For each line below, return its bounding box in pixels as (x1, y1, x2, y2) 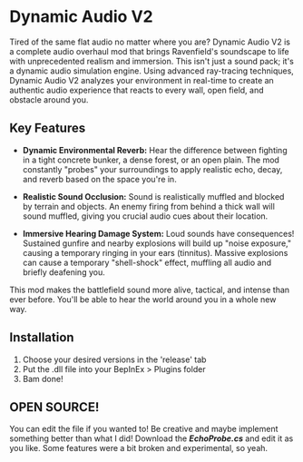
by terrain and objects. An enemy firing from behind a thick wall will (22, 201, 275, 211)
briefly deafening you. (22, 266, 106, 278)
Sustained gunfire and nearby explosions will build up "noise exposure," (22, 238, 292, 249)
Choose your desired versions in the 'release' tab (22, 354, 207, 365)
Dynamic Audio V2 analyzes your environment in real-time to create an (9, 74, 274, 85)
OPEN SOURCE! (9, 399, 100, 415)
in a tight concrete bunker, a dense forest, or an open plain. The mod (22, 154, 279, 165)
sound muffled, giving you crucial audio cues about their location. (22, 211, 269, 221)
